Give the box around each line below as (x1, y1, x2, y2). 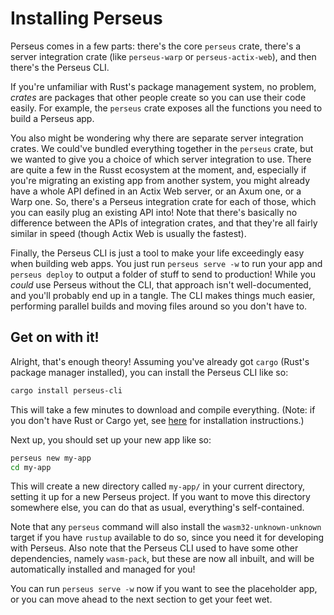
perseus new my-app (10, 453, 92, 463)
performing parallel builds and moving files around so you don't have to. (10, 300, 308, 312)
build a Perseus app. (10, 112, 95, 124)
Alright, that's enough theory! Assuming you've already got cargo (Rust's (10, 355, 310, 367)
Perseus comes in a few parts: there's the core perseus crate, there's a (10, 40, 302, 52)
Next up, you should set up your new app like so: (10, 433, 212, 446)
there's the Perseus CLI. (10, 61, 110, 73)
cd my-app (10, 462, 52, 472)
